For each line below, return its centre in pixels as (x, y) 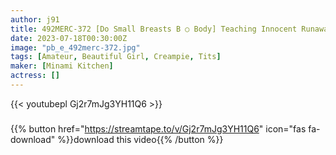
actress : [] (35, 76)
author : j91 (35, 19)
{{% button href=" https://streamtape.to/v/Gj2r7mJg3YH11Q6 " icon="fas (158, 128)
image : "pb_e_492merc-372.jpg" (75, 47)
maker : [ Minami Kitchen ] (62, 66)
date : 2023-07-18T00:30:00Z (69, 38)
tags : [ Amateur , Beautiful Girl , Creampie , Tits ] (116, 57)
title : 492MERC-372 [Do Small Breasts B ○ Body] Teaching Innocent (154, 29)
